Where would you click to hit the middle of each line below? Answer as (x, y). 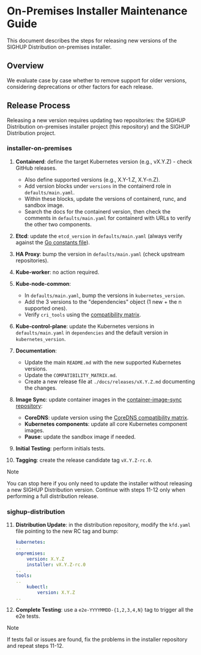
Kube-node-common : (43, 283)
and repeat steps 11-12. (35, 645)
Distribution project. (31, 133)
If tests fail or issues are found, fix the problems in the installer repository (97, 639)
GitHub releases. (36, 168)
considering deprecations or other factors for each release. (80, 87)
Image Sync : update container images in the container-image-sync (99, 399)
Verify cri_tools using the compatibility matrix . (83, 315)
